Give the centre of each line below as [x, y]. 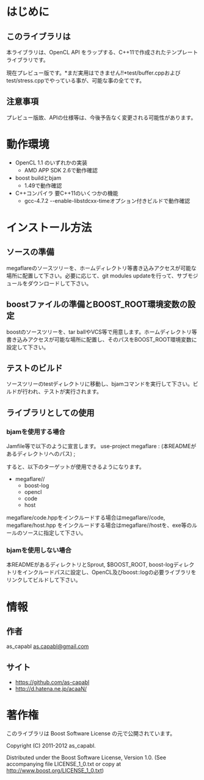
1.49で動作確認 [43, 185]
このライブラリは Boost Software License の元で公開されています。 [91, 734]
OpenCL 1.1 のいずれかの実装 [51, 163]
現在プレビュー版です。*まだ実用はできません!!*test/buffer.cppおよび [93, 73]
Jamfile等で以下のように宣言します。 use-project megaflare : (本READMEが [101, 446]
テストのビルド [35, 368]
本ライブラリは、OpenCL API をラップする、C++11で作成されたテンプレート [102, 52]
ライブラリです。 [27, 60]
